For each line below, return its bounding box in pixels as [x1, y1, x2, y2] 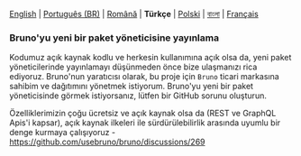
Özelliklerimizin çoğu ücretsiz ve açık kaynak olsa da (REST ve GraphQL [9, 108, 277, 119]
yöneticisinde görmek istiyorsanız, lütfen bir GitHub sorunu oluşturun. [9, 90, 268, 101]
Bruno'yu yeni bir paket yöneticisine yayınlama [9, 32, 219, 44]
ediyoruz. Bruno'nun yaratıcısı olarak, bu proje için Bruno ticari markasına [9, 71, 279, 82]
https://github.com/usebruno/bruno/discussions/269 [9, 136, 205, 148]
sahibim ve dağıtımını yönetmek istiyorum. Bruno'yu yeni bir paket [9, 81, 254, 92]
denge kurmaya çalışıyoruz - [9, 127, 115, 138]
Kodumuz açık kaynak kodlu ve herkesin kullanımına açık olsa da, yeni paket [9, 52, 292, 63]
